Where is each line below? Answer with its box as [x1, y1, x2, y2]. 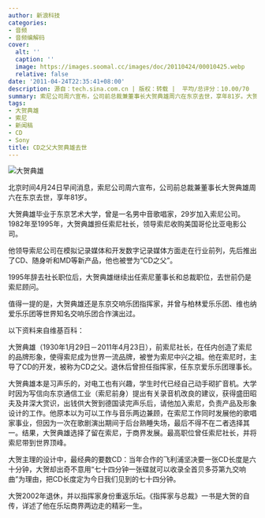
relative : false [15, 70, 69, 78]
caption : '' [15, 56, 55, 64]
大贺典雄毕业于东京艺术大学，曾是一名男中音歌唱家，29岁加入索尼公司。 [8, 210, 245, 219]
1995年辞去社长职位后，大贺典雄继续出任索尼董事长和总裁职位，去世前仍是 [8, 273, 252, 282]
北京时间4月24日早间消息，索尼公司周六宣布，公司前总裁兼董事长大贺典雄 [8, 183, 250, 192]
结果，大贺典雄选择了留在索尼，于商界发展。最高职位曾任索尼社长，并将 [21, 428, 257, 438]
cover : [8, 41, 30, 49]
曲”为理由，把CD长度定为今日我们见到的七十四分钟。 [8, 475, 181, 484]
